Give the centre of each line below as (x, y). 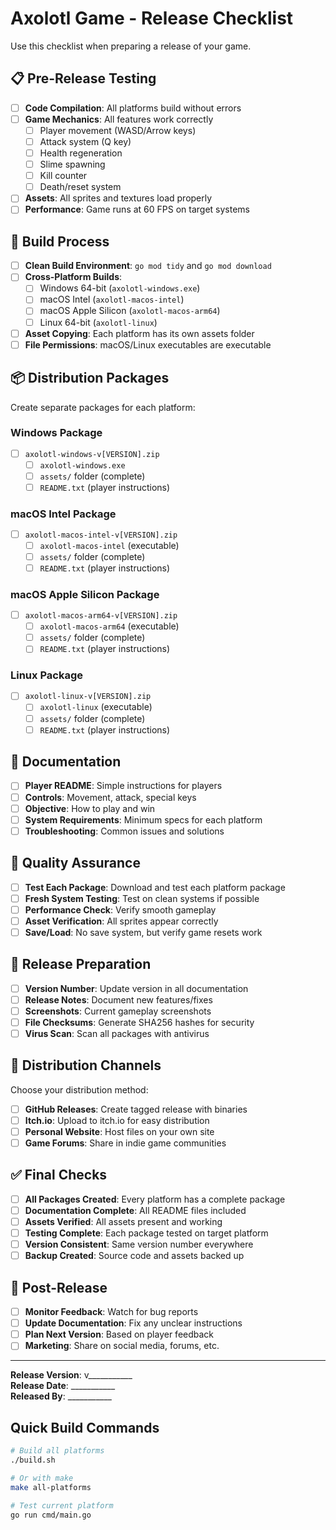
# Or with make (42, 1478)
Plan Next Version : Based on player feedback (119, 1334)
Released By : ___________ (61, 1396)
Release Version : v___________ (71, 1375)
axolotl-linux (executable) (96, 707)
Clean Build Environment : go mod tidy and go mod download (148, 266)
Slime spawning (72, 164)
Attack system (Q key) (85, 141)
